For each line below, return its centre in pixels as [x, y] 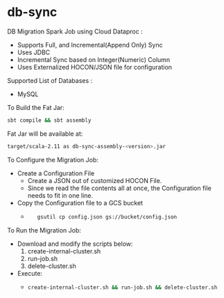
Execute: [30, 273]
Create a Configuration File [56, 173]
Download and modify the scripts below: [75, 244]
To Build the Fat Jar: [36, 107]
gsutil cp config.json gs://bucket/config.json [107, 217]
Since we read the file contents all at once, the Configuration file [119, 188]
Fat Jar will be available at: [45, 134]
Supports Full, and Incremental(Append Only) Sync [90, 45]
